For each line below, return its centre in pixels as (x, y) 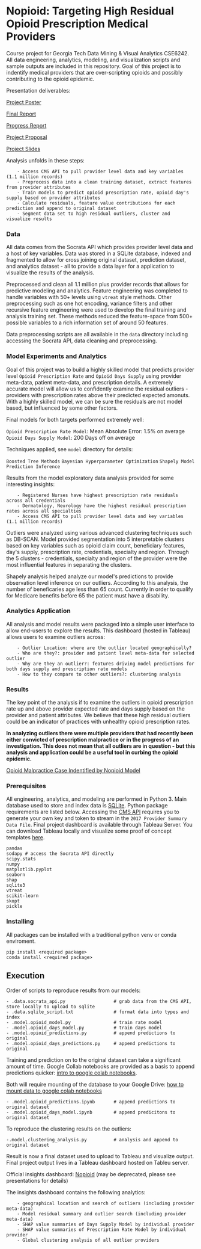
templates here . (25, 837)
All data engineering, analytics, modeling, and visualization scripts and (93, 60)
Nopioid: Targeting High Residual (90, 11)
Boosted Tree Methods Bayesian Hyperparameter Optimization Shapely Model (100, 461)
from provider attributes (38, 187)
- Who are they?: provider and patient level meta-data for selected (106, 653)
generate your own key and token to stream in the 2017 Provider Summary (97, 818)
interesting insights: (31, 484)
